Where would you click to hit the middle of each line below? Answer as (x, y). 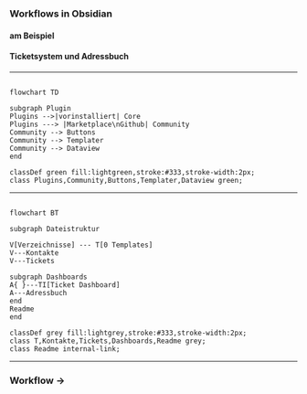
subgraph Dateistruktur (55, 229)
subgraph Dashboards (49, 277)
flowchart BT (34, 213)
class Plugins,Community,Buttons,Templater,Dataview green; (127, 180)
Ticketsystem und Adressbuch (69, 57)
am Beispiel (32, 36)
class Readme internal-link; (65, 349)
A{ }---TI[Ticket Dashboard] (65, 285)
